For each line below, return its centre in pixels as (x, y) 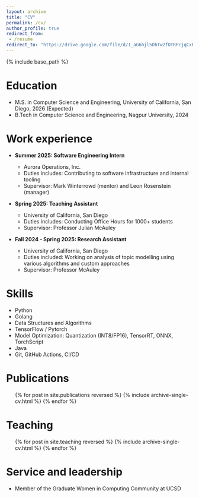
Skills (20, 293)
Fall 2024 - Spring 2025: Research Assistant (70, 239)
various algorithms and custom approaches (77, 263)
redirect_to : (22, 45)
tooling (32, 179)
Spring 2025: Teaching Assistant (56, 203)
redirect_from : (25, 34)
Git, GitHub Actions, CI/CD (47, 354)
